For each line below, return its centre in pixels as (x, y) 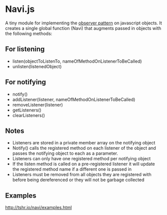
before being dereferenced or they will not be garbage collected (78, 180)
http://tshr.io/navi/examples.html (39, 208)
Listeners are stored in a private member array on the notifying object (84, 143)
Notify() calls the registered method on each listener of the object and (84, 148)
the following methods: (29, 33)
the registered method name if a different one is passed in (72, 169)
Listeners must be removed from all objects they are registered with (82, 175)
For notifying (26, 82)
